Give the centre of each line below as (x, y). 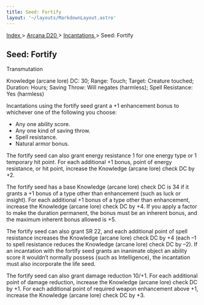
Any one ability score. (43, 124)
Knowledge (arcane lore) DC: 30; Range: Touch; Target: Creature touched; (100, 81)
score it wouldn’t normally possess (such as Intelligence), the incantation (98, 257)
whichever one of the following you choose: (62, 112)
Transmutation (25, 69)
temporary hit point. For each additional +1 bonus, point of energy (89, 162)
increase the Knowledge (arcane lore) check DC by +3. (76, 295)
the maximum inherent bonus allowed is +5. (61, 220)
